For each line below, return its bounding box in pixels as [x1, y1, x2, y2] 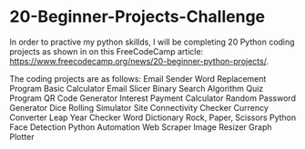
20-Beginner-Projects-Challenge [9, 6, 266, 27]
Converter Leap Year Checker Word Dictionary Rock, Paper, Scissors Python [9, 112, 297, 123]
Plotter [9, 131, 35, 142]
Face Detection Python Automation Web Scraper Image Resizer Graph [9, 121, 272, 133]
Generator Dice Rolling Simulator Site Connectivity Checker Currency [9, 102, 269, 113]
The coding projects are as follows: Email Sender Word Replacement [9, 73, 267, 84]
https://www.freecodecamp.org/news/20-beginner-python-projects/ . [9, 55, 269, 66]
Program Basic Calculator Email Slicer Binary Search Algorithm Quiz [9, 83, 264, 94]
